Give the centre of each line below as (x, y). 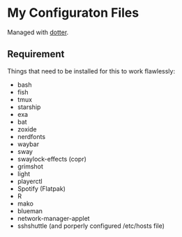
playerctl (30, 181)
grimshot (30, 166)
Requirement (36, 54)
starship (29, 107)
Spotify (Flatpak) (41, 188)
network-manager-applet (53, 218)
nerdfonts (31, 136)
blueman (30, 210)
